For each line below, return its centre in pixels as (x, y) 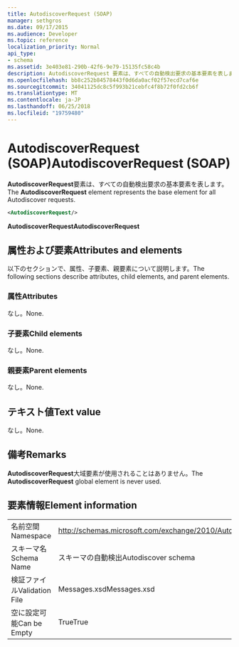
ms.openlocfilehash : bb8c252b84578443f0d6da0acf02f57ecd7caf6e (103, 80)
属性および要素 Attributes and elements (95, 250)
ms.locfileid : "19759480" (46, 113)
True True (73, 621)
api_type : (22, 54)
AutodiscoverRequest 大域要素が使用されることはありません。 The (105, 473)
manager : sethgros (34, 21)
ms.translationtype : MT (43, 93)
